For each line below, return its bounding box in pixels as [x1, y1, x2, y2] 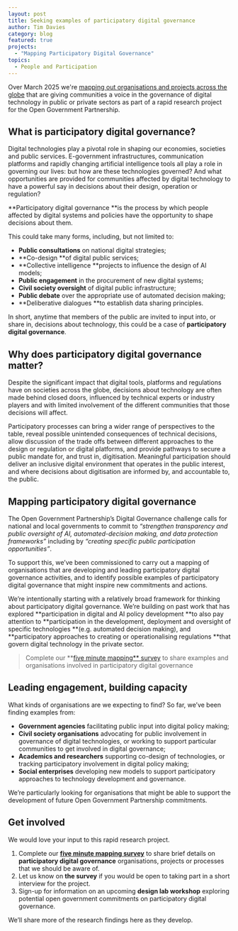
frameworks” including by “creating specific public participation [8, 537, 195, 546]
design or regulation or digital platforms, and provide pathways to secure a [8, 445, 226, 453]
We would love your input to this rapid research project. [8, 835, 170, 844]
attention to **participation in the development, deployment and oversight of [8, 617, 232, 626]
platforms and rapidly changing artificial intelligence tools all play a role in [8, 160, 222, 168]
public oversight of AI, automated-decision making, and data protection [8, 529, 218, 538]
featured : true [8, 37, 53, 44]
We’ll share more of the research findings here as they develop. [8, 915, 193, 924]
